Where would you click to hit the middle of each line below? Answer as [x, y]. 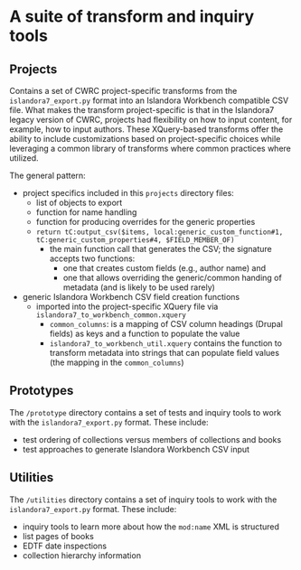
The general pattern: [47, 175]
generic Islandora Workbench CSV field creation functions [131, 297]
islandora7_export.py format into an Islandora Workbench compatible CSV [149, 100]
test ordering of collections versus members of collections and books [152, 439]
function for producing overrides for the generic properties [146, 222]
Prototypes [42, 391]
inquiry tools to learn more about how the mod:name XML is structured [151, 527]
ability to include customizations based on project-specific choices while [145, 139]
